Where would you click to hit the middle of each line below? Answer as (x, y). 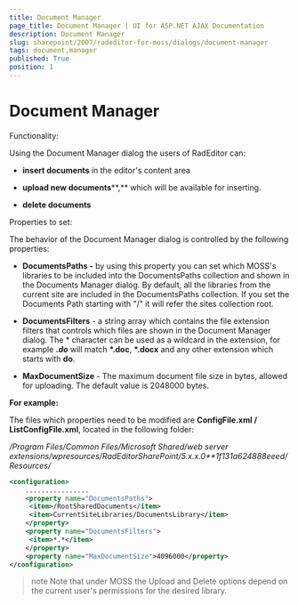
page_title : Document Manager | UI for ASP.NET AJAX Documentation (137, 26)
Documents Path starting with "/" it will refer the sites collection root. (148, 303)
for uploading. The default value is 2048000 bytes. (116, 385)
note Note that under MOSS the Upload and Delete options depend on (159, 581)
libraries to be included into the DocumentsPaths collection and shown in (156, 275)
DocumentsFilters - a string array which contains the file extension (145, 320)
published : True (39, 59)
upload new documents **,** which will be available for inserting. (141, 187)
